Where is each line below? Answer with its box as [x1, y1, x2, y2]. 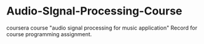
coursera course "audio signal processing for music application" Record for [6, 24, 198, 31]
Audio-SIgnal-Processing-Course [6, 4, 182, 18]
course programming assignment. [6, 30, 92, 37]
